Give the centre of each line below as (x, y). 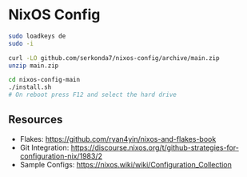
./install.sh (30, 87)
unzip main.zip (34, 66)
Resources (36, 120)
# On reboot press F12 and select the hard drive (93, 95)
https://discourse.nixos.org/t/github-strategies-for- (155, 147)
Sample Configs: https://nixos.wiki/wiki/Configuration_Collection (125, 164)
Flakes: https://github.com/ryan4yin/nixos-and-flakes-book (118, 139)
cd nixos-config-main (44, 80)
